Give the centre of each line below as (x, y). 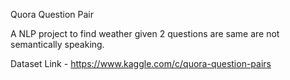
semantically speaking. (57, 44)
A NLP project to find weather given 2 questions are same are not (145, 33)
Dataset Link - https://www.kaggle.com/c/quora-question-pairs (141, 63)
